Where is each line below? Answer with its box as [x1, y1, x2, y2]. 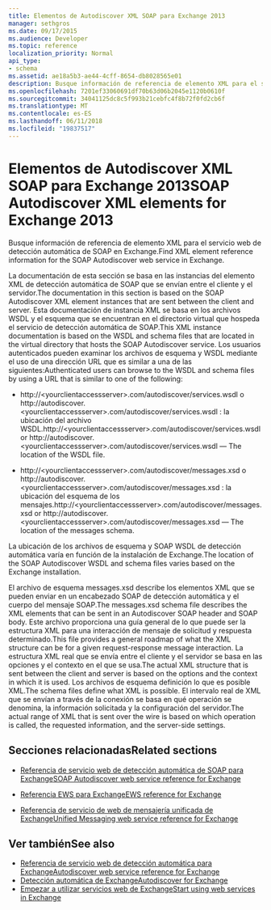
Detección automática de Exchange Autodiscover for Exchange [19, 875, 228, 886]
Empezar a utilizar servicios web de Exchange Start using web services [19, 884, 256, 894]
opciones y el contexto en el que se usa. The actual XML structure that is [8, 660, 248, 670]
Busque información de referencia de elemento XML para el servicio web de [8, 238, 262, 248]
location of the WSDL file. [19, 450, 106, 459]
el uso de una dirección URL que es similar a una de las [8, 357, 192, 366]
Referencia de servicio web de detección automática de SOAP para [19, 765, 244, 775]
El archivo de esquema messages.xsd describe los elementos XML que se [8, 582, 256, 592]
